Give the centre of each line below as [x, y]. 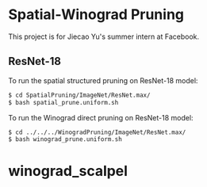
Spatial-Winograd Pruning [96, 15]
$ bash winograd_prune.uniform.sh [65, 139]
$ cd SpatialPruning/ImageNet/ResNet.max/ [79, 95]
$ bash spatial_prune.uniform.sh [63, 102]
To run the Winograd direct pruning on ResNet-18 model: [101, 117]
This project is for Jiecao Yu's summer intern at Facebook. [104, 36]
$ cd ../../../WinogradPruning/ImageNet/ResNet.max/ [97, 132]
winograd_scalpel [68, 171]
